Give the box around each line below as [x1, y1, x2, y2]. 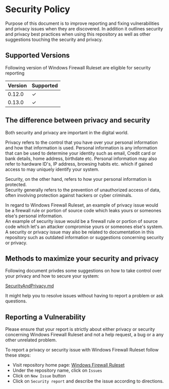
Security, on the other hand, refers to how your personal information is [5, 176, 152, 182]
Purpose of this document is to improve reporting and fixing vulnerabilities [5, 20, 160, 26]
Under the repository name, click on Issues [12, 367, 102, 373]
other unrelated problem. [5, 337, 57, 343]
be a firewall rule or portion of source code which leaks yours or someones [5, 207, 161, 213]
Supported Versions [5, 51, 70, 60]
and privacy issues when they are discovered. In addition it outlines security [5, 25, 163, 31]
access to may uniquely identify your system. [5, 166, 99, 172]
